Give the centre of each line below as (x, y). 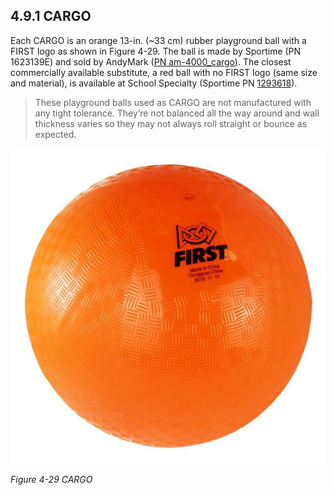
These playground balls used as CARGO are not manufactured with (173, 102)
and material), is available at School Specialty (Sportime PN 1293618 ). (154, 83)
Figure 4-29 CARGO (51, 479)
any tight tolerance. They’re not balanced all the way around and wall (177, 113)
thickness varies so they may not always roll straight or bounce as (171, 123)
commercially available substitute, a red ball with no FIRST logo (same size (164, 72)
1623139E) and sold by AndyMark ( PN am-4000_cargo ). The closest (151, 61)
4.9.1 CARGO (51, 16)
